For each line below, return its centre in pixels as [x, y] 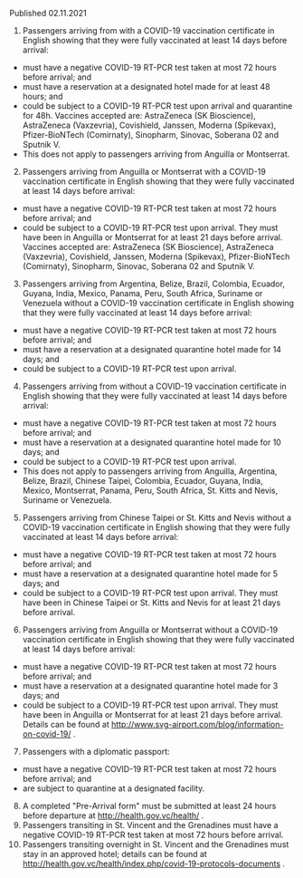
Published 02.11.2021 [48, 13]
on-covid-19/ [47, 734]
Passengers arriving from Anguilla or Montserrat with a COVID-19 [144, 172]
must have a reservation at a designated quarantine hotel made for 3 [150, 686]
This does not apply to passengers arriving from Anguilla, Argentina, [150, 471]
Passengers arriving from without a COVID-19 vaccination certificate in [154, 386]
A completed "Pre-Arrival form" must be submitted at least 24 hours [149, 806]
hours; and [43, 96]
